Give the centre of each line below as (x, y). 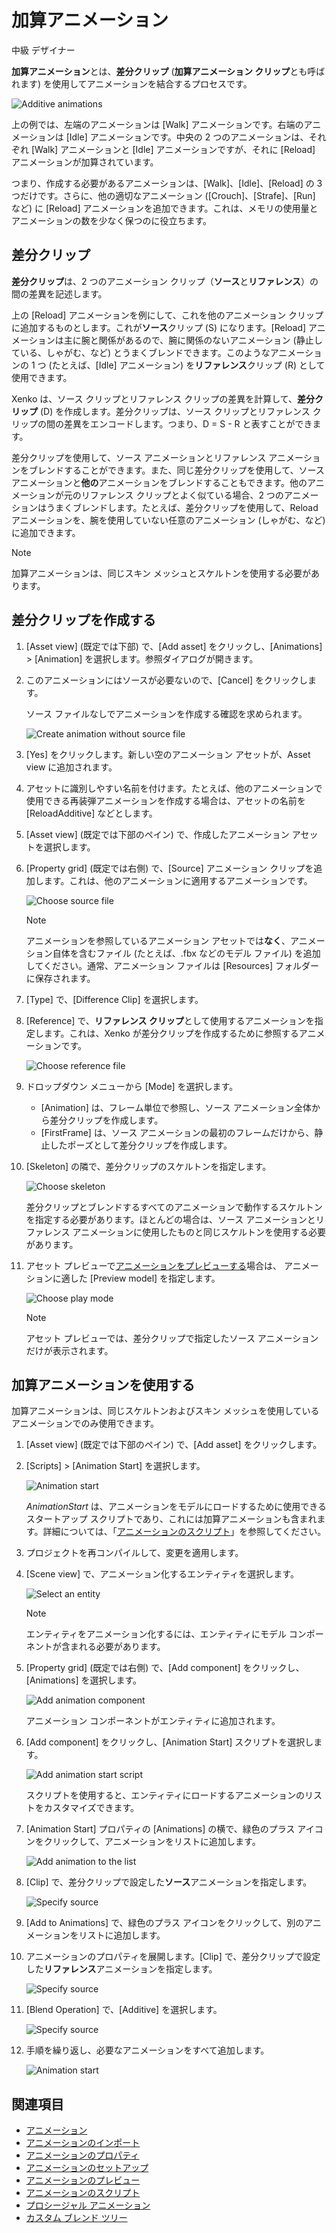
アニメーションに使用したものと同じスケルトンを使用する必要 (199, 1232)
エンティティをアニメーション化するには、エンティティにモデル (156, 1634)
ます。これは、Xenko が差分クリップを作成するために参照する (171, 1033)
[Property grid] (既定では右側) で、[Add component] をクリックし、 (165, 1668)
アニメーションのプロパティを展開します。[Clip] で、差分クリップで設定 (173, 1957)
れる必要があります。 (122, 1647)
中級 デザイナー (43, 50)
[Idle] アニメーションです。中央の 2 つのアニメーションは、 (187, 137)
